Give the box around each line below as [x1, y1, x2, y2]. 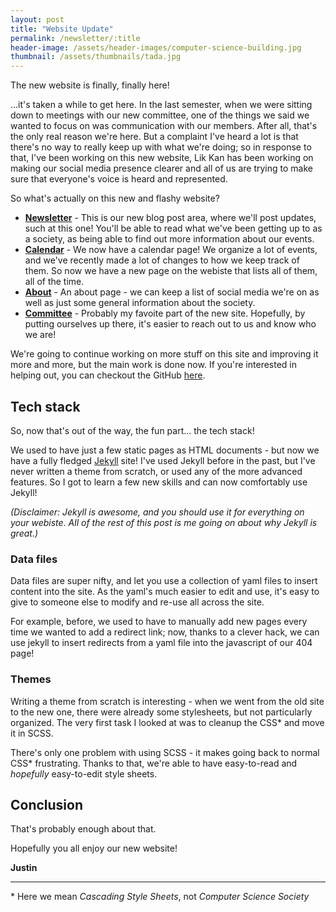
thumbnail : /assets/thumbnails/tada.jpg [10, 52, 182, 62]
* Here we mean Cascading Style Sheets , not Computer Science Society [10, 891, 310, 903]
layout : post [10, 14, 65, 25]
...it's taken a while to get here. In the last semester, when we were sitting [10, 99, 313, 111]
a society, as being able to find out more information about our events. [24, 233, 315, 245]
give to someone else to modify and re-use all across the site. [10, 596, 265, 608]
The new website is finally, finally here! [10, 79, 170, 91]
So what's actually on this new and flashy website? [10, 192, 220, 205]
